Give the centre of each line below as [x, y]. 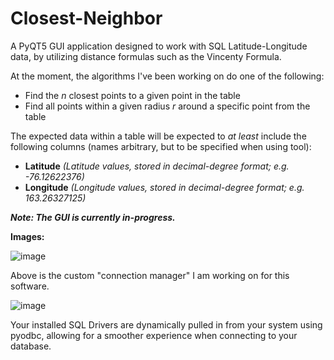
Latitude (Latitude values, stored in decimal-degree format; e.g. [157, 166]
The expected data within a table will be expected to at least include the [158, 136]
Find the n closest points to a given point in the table [132, 95]
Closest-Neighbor [86, 18]
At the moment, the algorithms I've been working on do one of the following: [167, 76]
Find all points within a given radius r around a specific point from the [167, 106]
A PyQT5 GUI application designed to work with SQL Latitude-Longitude [159, 46]
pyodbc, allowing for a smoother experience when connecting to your [154, 335]
